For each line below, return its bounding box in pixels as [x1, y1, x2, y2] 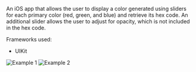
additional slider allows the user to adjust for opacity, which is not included [6, 18, 190, 25]
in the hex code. [6, 24, 46, 31]
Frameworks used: [6, 36, 52, 43]
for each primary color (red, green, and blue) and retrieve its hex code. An [6, 11, 188, 19]
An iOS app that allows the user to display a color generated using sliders [6, 5, 187, 12]
